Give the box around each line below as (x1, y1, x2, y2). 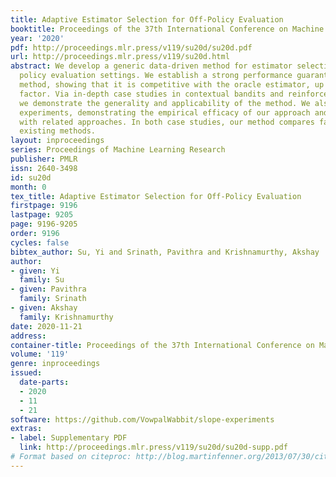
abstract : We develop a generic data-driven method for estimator (10, 61, 293, 71)
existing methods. (19, 126, 97, 136)
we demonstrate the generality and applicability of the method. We (19, 98, 311, 108)
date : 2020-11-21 (10, 321, 83, 331)
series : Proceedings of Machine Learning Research (10, 145, 226, 155)
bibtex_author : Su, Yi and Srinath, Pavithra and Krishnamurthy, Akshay (10, 247, 320, 257)
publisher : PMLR (10, 154, 78, 164)
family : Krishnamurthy (19, 312, 114, 322)
